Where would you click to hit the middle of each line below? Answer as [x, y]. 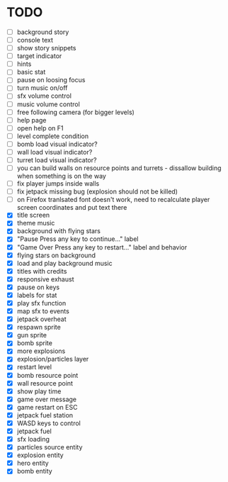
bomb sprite [34, 343]
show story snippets [46, 48]
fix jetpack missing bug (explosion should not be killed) [97, 191]
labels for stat [37, 295]
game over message [47, 399]
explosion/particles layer [53, 359]
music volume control [49, 104]
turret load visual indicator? [57, 159]
